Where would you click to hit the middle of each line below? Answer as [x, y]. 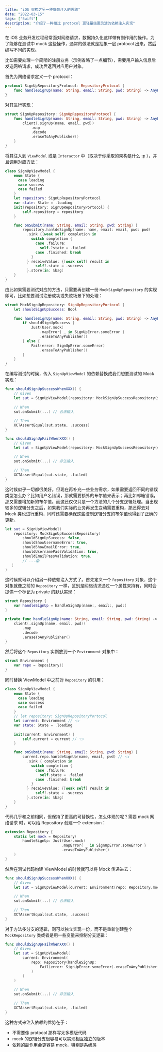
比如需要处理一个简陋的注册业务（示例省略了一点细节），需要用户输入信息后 [81, 60]
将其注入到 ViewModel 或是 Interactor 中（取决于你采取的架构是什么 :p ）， [79, 156]
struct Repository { [26, 601]
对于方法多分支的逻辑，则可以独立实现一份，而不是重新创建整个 [69, 929]
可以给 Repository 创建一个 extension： [67, 822]
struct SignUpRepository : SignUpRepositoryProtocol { [61, 114]
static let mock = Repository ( [45, 837]
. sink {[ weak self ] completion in [61, 234]
